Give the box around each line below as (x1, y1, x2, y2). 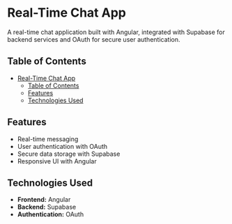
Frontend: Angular (17, 195, 71, 204)
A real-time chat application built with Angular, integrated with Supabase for (7, 28, 225, 36)
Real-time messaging (17, 134, 79, 143)
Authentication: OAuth (17, 210, 84, 218)
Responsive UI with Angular (17, 157, 97, 165)
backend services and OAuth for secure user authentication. (7, 35, 180, 43)
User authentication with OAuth (17, 142, 108, 150)
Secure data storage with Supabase (17, 150, 121, 158)
